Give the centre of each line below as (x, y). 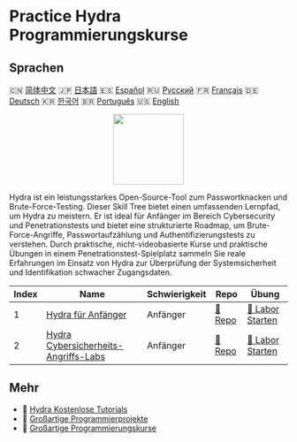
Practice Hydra (65, 16)
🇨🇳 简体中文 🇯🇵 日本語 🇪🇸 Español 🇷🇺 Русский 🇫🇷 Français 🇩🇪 (134, 90)
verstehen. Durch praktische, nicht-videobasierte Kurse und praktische (138, 244)
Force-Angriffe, (37, 235)
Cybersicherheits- (85, 345)
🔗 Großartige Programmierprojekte (85, 418)
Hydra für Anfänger (87, 314)
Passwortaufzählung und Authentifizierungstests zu (161, 235)
